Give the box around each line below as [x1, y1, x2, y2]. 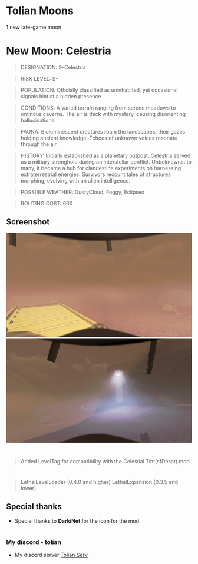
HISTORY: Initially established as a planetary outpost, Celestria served [20, 152, 191, 159]
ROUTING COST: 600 [20, 200, 73, 207]
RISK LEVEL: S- [20, 75, 58, 82]
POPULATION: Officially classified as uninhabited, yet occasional [20, 87, 178, 94]
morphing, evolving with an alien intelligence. [20, 177, 131, 184]
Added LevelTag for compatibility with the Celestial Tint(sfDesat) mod [20, 457, 190, 465]
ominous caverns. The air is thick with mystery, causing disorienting [20, 110, 186, 117]
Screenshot [6, 217, 50, 227]
